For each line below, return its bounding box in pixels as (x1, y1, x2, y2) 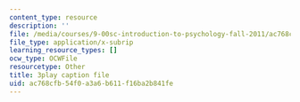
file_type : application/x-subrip (9, 37, 134, 47)
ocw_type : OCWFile (9, 54, 78, 63)
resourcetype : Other (9, 63, 87, 72)
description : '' (9, 21, 70, 30)
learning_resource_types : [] (9, 46, 118, 55)
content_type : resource (9, 12, 98, 22)
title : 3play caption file (9, 71, 110, 80)
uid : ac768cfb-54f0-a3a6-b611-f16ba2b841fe (9, 79, 174, 88)
